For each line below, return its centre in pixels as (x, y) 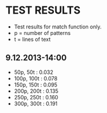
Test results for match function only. (58, 27)
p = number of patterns (42, 33)
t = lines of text (32, 39)
